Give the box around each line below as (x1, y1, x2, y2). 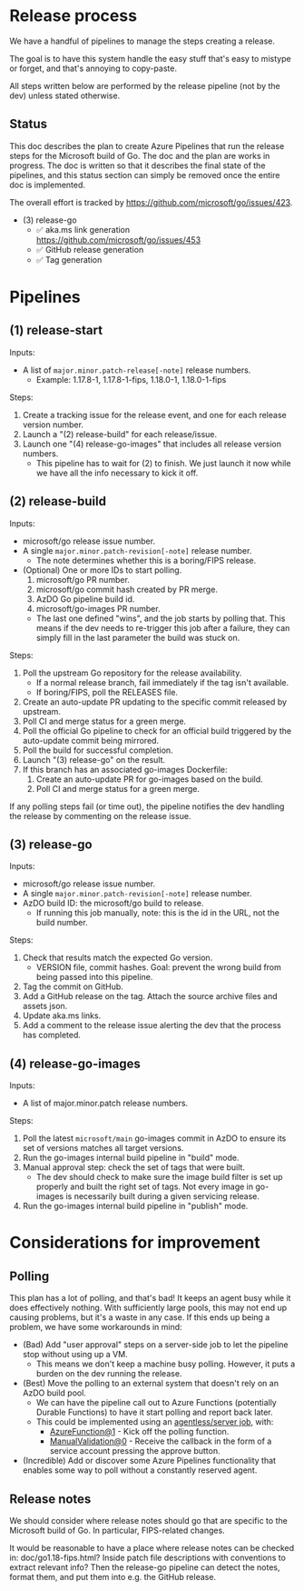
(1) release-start (9, 323, 103, 338)
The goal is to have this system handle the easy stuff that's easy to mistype (9, 53, 292, 64)
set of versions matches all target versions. (22, 1143, 184, 1154)
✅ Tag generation (35, 254, 103, 265)
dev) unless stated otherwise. (9, 90, 121, 101)
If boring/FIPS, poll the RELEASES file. (35, 686, 179, 697)
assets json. (22, 1001, 68, 1012)
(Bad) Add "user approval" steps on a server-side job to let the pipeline (22, 1339, 289, 1350)
